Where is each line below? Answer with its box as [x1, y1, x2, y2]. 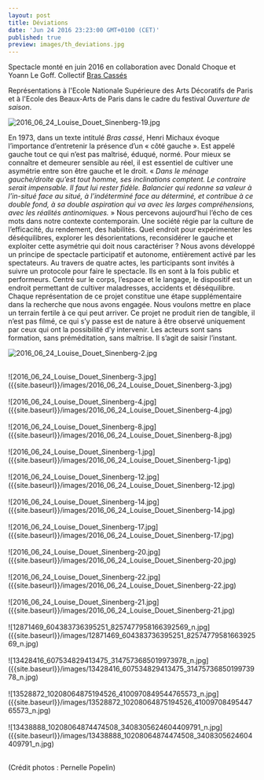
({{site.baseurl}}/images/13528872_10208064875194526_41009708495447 [8, 698, 253, 707]
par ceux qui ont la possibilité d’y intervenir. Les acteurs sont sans [8, 325, 222, 335]
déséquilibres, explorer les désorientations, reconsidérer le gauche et [8, 233, 233, 243]
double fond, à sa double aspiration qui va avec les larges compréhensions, [8, 200, 255, 209]
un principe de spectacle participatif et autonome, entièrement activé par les [8, 250, 257, 259]
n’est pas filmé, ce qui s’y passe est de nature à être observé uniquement [8, 317, 246, 326]
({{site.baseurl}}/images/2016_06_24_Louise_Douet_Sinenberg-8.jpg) [8, 430, 233, 440]
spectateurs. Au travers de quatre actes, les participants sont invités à [8, 258, 235, 268]
